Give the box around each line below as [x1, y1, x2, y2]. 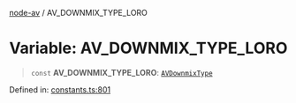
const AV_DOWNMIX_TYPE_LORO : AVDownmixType [30, 67, 214, 77]
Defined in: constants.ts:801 [9, 84, 111, 95]
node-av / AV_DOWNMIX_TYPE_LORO [9, 8, 148, 18]
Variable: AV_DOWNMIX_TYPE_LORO [9, 39, 288, 58]
